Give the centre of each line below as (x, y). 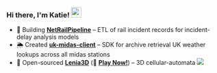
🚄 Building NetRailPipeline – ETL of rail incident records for (100, 30)
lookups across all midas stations (63, 55)
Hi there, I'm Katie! (38, 15)
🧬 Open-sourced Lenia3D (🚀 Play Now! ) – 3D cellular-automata (106, 63)
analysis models (56, 37)
